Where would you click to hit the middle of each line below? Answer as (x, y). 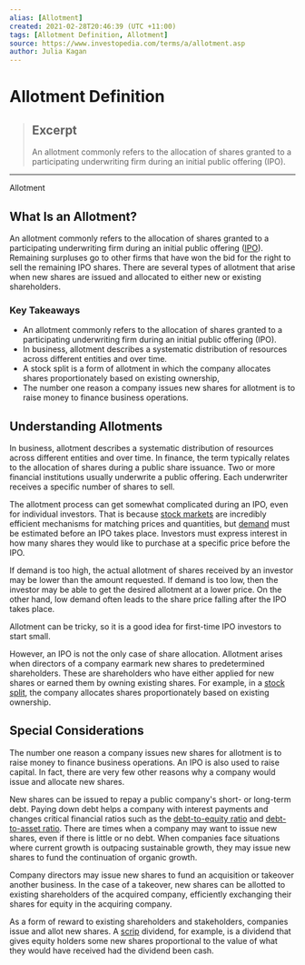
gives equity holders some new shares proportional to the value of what (144, 940)
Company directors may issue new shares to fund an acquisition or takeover (152, 875)
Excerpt (54, 130)
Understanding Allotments (86, 426)
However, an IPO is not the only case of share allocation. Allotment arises (146, 654)
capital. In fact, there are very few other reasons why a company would (143, 772)
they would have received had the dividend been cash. (112, 950)
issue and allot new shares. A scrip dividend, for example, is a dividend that (151, 931)
